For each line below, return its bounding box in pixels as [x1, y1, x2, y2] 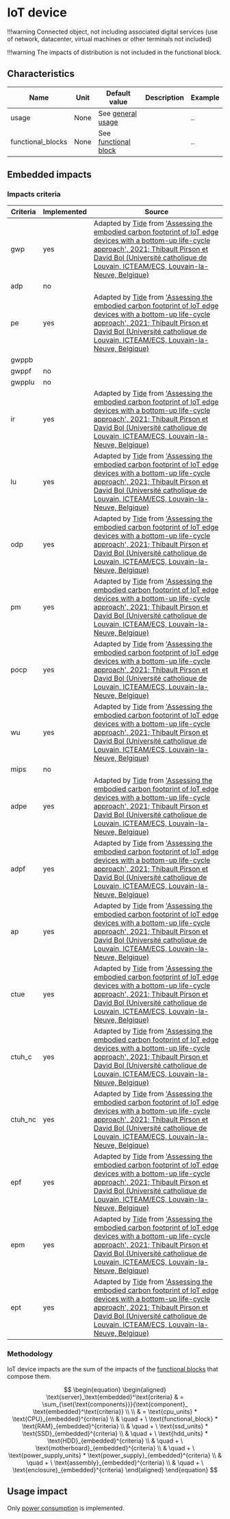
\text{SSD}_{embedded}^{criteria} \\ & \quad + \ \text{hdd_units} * [22, 1429, 208, 1437]
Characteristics [7, 68, 75, 80]
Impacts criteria [7, 190, 62, 199]
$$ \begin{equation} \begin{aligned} [64, 1385, 166, 1393]
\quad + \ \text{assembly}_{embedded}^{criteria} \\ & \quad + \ [26, 1458, 204, 1467]
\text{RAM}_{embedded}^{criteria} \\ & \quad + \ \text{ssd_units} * [21, 1421, 209, 1430]
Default [105, 88, 131, 98]
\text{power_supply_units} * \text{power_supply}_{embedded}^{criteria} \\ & [8, 1451, 222, 1459]
